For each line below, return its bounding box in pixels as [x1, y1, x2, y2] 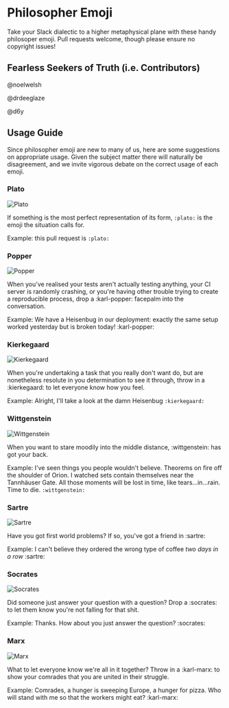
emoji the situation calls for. [7, 220, 85, 228]
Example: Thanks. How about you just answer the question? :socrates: [7, 619, 206, 627]
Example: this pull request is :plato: [7, 234, 110, 242]
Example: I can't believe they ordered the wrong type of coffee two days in [7, 545, 219, 553]
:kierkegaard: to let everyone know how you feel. [7, 383, 145, 391]
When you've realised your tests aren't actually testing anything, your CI [7, 280, 211, 288]
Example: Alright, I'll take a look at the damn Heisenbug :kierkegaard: [7, 397, 205, 405]
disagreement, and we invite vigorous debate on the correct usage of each [7, 160, 219, 168]
